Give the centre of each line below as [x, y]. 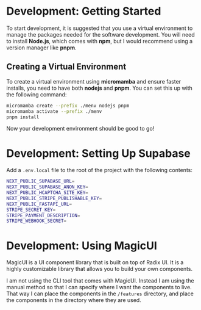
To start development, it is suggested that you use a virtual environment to [100, 28]
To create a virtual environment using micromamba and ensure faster [94, 81]
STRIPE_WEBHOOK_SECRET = [37, 221]
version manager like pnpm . [42, 48]
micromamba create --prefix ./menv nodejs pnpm [68, 106]
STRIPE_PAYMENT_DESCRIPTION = [43, 215]
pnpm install [23, 117]
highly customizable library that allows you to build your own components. [100, 269]
